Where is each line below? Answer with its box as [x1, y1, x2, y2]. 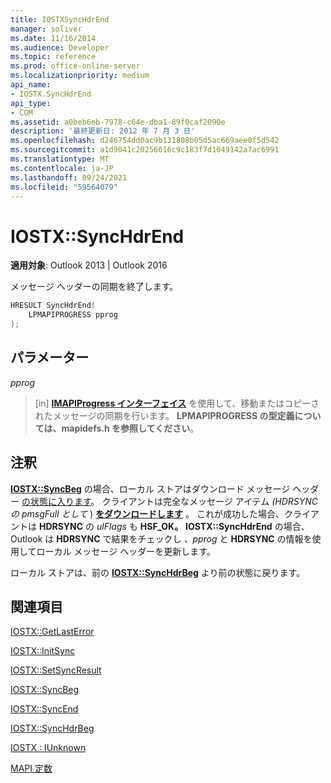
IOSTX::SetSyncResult [10, 664, 102, 676]
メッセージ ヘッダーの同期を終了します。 [10, 281, 179, 293]
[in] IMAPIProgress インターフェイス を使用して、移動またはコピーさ [34, 397, 320, 409]
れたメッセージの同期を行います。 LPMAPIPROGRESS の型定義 [34, 409, 295, 421]
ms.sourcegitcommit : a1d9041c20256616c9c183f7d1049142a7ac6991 [10, 145, 280, 155]
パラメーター [10, 349, 90, 366]
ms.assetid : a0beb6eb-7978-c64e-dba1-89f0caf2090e [10, 117, 226, 127]
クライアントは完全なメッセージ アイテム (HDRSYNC [101, 495, 318, 507]
